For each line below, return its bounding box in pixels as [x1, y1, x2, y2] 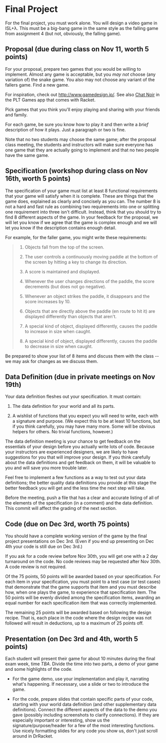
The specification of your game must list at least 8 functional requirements [5, 188, 158, 194]
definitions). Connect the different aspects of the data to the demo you [12, 707, 158, 713]
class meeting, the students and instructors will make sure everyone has [5, 141, 153, 147]
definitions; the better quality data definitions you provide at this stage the [5, 480, 157, 486]
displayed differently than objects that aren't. [24, 313, 117, 319]
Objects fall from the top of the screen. [24, 244, 104, 250]
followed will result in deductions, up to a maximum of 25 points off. [5, 620, 144, 626]
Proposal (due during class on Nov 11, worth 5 [5, 45, 149, 53]
